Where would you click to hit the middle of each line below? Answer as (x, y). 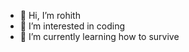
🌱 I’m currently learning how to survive (99, 36)
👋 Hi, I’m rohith (50, 15)
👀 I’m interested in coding (72, 26)
